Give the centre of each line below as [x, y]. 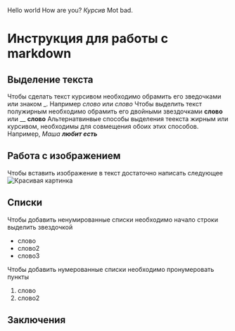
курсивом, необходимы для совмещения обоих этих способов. [103, 126]
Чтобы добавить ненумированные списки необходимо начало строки [113, 219]
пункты [18, 277]
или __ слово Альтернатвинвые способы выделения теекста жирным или [118, 119]
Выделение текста [50, 79]
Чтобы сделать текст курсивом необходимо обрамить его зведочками [114, 96]
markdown [39, 54]
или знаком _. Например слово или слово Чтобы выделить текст [105, 104]
